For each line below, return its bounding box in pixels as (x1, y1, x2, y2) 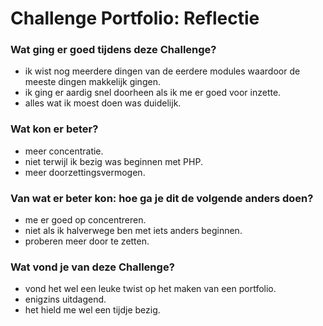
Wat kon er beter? (10, 122, 99, 136)
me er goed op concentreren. (24, 214, 147, 226)
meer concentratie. (24, 145, 104, 157)
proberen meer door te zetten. (24, 235, 150, 247)
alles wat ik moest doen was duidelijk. (24, 97, 182, 109)
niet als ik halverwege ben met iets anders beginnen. (24, 225, 243, 237)
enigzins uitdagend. (24, 293, 107, 306)
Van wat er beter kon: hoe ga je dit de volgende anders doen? (10, 191, 314, 205)
